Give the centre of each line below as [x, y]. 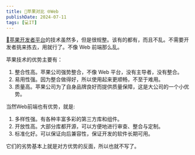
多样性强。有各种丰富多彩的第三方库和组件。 [69, 119]
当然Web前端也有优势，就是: [40, 107]
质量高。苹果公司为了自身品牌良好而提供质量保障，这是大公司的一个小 [99, 87]
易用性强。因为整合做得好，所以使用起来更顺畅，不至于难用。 [89, 79]
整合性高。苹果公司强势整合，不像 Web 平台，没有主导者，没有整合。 [98, 72]
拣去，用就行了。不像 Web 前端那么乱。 [74, 47]
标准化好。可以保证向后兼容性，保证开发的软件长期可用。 [84, 134]
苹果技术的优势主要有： [34, 60]
